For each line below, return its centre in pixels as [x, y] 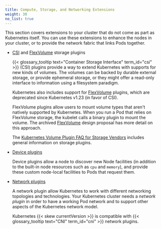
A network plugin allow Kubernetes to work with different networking [81, 191]
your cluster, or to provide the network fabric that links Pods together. [75, 43]
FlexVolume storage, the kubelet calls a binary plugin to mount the [79, 118]
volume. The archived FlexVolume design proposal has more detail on [82, 123]
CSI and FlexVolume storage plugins [49, 52]
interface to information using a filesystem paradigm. [66, 83]
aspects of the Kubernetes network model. [55, 207]
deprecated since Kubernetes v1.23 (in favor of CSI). [65, 98]
